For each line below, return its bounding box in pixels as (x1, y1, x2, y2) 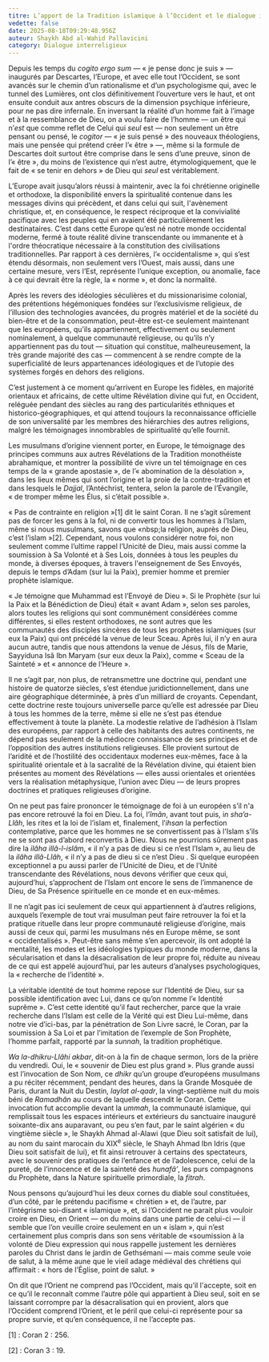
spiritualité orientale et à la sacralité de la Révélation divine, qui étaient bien (8, 760, 256, 770)
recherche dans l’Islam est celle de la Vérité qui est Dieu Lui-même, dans (8, 1011, 249, 1020)
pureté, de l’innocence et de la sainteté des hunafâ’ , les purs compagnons (8, 1164, 254, 1174)
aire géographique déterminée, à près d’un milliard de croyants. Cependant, (8, 692, 259, 701)
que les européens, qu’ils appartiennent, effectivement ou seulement (8, 325, 236, 334)
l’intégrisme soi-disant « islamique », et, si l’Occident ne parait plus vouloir (8, 1205, 254, 1214)
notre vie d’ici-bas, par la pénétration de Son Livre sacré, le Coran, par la (8, 1020, 249, 1029)
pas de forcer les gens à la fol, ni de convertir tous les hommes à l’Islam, (8, 516, 247, 526)
